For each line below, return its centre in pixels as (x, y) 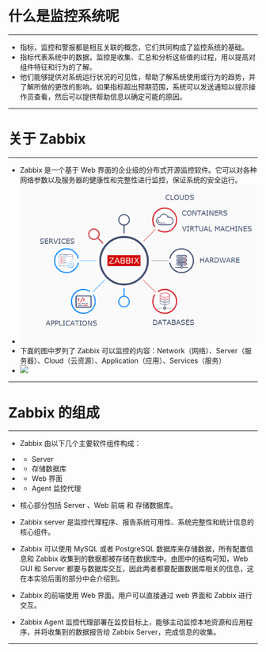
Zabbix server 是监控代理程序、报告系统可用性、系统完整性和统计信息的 (137, 522)
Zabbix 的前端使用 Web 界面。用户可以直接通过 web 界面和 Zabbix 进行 (136, 596)
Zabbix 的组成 (54, 412)
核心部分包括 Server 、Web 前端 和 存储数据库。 (98, 505)
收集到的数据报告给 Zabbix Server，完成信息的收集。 (134, 632)
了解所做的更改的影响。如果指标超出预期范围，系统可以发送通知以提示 (134, 86)
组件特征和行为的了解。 (58, 67)
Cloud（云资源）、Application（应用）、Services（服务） (135, 360)
